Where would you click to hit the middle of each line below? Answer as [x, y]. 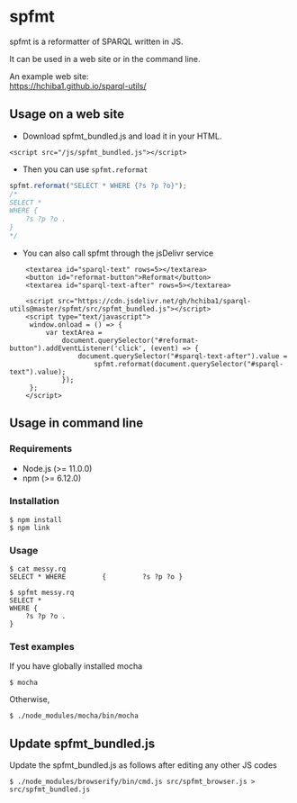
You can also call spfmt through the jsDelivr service [118, 253]
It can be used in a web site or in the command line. [105, 59]
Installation [35, 501]
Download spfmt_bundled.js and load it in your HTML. [122, 136]
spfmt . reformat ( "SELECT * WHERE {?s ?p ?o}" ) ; [98, 185]
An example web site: [49, 76]
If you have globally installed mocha [76, 666]
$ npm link [30, 528]
